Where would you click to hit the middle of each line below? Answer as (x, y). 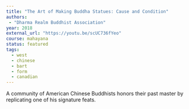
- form (19, 71)
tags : (13, 50)
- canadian (25, 77)
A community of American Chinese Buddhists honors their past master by (95, 94)
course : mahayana (27, 39)
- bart (19, 66)
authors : (17, 17)
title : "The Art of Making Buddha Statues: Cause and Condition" (87, 11)
